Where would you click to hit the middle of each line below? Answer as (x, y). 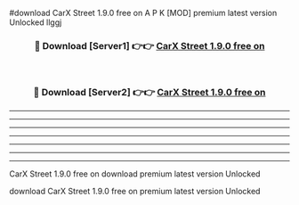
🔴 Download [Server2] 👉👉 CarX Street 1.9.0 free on (149, 93)
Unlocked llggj (36, 22)
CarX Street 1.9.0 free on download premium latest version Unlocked (135, 174)
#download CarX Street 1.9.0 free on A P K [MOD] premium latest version (143, 13)
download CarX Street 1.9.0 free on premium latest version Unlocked (135, 191)
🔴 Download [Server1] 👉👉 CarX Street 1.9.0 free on (149, 45)
